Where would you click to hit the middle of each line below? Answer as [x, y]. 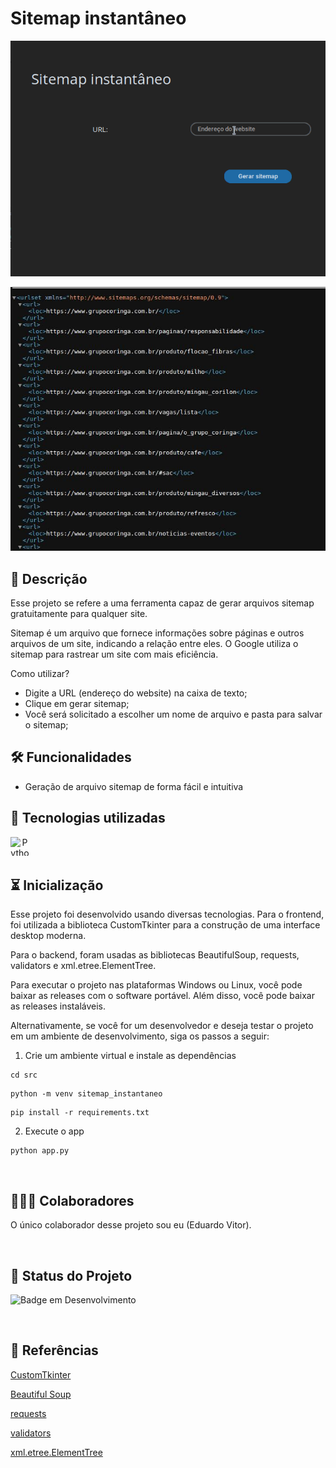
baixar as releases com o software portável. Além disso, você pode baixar [163, 996]
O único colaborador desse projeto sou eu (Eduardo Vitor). [131, 1225]
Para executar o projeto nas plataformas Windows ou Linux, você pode [156, 985]
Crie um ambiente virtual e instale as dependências [130, 1056]
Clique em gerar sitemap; [77, 704]
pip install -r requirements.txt [80, 1113]
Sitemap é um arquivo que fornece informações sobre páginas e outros [157, 633]
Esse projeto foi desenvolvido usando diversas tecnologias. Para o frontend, [167, 914]
